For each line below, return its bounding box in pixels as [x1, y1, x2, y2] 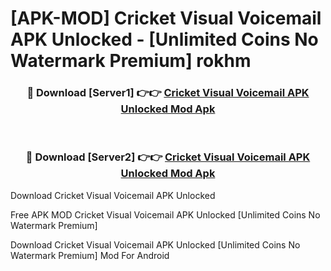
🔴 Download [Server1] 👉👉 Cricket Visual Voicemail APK [26, 86, 310, 100]
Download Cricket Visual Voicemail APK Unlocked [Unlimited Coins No [10, 238, 301, 251]
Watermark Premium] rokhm [10, 50, 252, 72]
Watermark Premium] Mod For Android [10, 249, 170, 261]
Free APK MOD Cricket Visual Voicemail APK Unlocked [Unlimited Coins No [10, 208, 321, 221]
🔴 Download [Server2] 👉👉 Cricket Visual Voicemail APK [25, 150, 311, 164]
